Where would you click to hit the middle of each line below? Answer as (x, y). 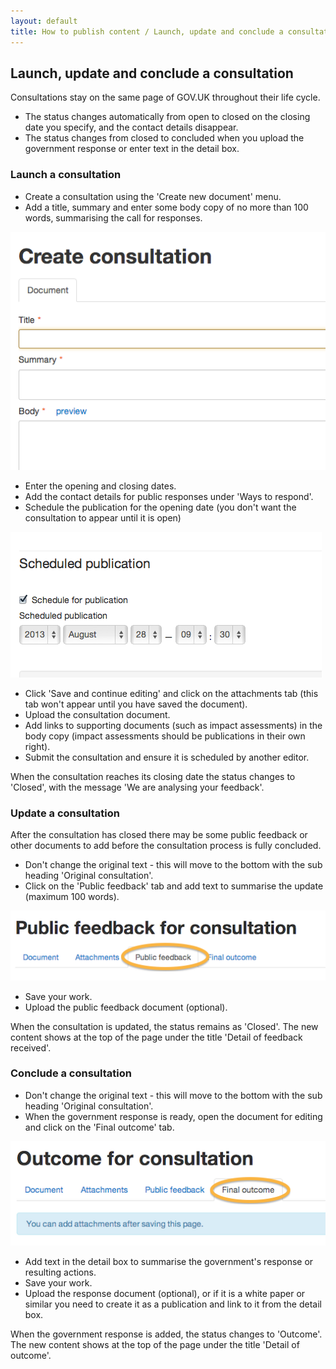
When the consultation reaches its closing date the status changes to (153, 776)
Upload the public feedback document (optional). (126, 1007)
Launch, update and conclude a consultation (152, 73)
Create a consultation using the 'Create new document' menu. (153, 196)
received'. (31, 1047)
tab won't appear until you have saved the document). (136, 704)
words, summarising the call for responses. (113, 217)
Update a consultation (65, 813)
